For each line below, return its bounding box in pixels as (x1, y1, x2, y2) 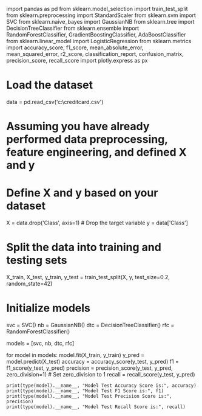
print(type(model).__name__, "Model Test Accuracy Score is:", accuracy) (6, 383, 197, 389)
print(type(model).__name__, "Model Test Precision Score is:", (6, 393, 172, 399)
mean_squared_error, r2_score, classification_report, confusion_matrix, (6, 50, 184, 57)
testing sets (6, 254, 68, 267)
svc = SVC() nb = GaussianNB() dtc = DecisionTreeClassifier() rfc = (6, 321, 175, 328)
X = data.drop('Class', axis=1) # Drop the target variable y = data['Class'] (6, 219, 188, 227)
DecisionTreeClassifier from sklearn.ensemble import (6, 24, 140, 32)
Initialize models (6, 301, 91, 315)
